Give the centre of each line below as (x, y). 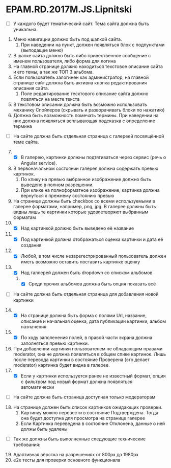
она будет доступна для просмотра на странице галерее (83, 418)
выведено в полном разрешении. (57, 185)
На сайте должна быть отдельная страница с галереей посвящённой (89, 136)
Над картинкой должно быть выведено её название (77, 228)
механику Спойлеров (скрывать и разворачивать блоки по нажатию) (89, 110)
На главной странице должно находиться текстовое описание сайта (88, 66)
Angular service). (39, 163)
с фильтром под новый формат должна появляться (77, 382)
